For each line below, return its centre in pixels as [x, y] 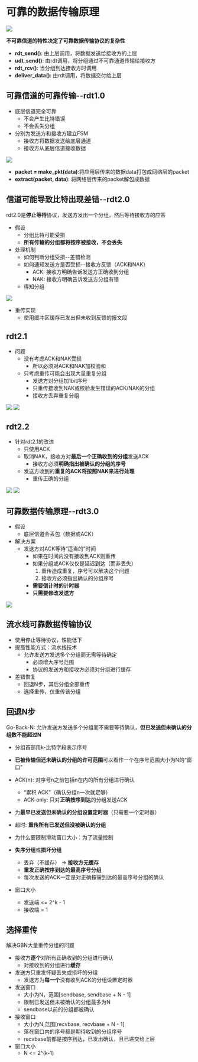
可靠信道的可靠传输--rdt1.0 [56, 96]
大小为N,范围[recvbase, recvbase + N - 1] [74, 1024]
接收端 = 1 [36, 910]
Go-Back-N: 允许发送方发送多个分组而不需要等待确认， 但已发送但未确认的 [97, 727]
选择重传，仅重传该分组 [52, 691]
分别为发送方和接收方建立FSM [51, 133]
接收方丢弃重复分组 [56, 396]
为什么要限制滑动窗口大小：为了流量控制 [64, 837]
